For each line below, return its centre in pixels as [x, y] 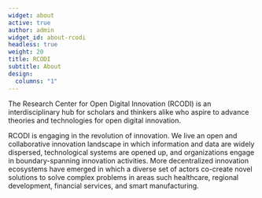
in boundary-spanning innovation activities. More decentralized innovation [129, 160]
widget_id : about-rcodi [47, 37]
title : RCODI [30, 60]
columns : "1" [37, 81]
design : [21, 74]
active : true [30, 23]
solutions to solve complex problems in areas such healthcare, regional [123, 177]
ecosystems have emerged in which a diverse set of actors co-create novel [131, 169]
